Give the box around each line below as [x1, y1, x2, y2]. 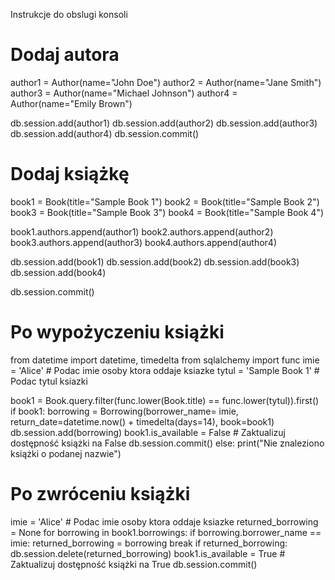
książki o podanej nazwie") [10, 447, 122, 459]
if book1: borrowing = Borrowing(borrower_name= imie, [10, 405, 239, 417]
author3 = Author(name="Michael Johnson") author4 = [10, 87, 238, 99]
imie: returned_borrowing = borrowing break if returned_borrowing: [10, 537, 288, 549]
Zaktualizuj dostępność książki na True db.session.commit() [10, 558, 258, 570]
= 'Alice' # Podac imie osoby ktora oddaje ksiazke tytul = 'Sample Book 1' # [10, 364, 320, 376]
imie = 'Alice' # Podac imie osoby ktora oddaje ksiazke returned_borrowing [10, 515, 319, 528]
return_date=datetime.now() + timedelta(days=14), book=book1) [10, 415, 275, 428]
